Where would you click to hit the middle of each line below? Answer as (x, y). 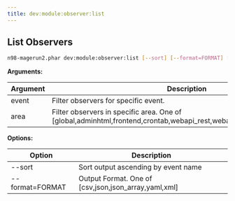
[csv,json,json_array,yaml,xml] (128, 188)
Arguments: (25, 71)
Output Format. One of (115, 179)
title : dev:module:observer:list (56, 14)
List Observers (40, 42)
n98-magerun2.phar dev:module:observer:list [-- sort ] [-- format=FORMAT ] (115, 58)
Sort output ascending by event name (140, 167)
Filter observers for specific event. (108, 101)
